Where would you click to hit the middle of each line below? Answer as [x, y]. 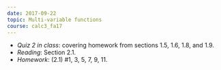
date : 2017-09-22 [32, 13]
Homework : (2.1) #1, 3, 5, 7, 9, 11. [62, 60]
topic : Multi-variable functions [55, 20]
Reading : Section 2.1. [46, 52]
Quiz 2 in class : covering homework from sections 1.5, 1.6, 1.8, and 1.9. [116, 46]
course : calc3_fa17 [35, 26]
